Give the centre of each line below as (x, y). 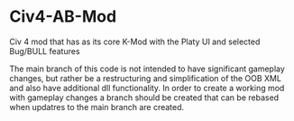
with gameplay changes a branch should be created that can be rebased (144, 98)
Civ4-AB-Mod (63, 17)
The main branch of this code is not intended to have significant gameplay (147, 69)
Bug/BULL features (45, 51)
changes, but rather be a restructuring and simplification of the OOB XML (146, 78)
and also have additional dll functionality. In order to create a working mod (147, 88)
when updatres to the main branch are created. (97, 107)
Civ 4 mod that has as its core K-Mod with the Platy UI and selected (135, 42)
